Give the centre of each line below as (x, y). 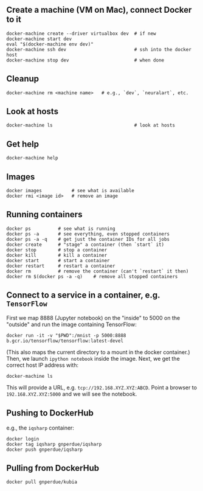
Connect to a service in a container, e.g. (83, 295)
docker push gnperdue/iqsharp (45, 450)
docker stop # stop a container (57, 250)
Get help (23, 144)
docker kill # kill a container (57, 255)
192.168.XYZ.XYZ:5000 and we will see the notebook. (72, 394)
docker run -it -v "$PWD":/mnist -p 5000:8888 (66, 335)
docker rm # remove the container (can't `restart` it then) (98, 271)
